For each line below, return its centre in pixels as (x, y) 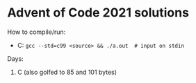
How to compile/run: (36, 32)
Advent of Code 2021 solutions (98, 13)
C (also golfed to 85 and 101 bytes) (67, 72)
